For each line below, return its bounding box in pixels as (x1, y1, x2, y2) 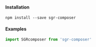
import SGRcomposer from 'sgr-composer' (5, 37, 92, 42)
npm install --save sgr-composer (5, 15, 76, 20)
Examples (5, 26, 27, 32)
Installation (5, 4, 29, 10)
